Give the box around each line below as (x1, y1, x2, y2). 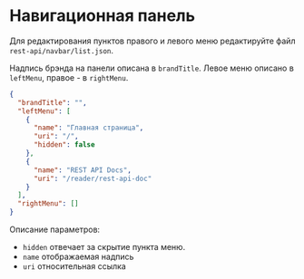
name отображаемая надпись (22, 251, 134, 263)
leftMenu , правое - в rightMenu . (9, 72, 129, 82)
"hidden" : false (33, 140, 95, 149)
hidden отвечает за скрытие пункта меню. (22, 242, 186, 253)
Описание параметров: (9, 224, 101, 236)
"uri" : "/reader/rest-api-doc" (33, 174, 152, 183)
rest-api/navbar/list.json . (9, 44, 114, 55)
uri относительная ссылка (22, 261, 127, 272)
